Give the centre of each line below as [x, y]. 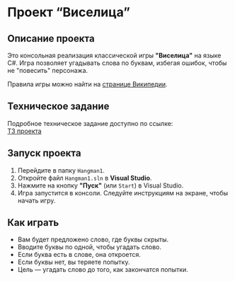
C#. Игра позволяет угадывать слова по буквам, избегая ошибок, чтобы [117, 63]
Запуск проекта [44, 153]
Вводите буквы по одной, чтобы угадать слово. [89, 247]
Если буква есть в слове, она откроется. [79, 255]
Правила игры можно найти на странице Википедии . [87, 84]
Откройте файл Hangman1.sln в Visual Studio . [85, 178]
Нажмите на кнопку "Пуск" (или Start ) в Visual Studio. [101, 185]
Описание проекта [51, 39]
